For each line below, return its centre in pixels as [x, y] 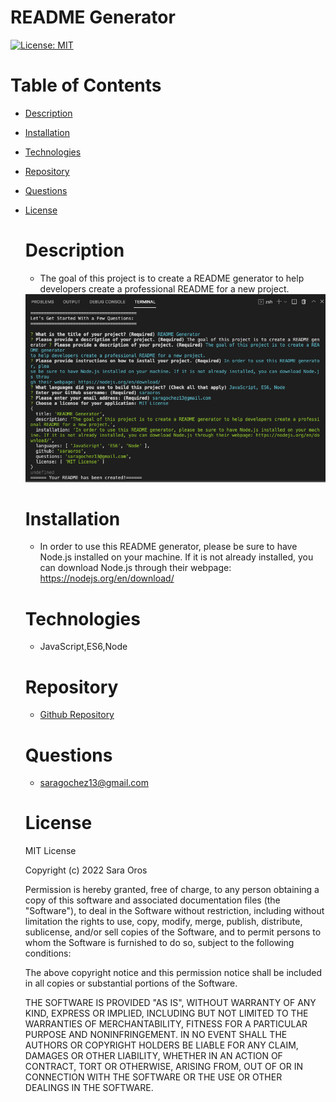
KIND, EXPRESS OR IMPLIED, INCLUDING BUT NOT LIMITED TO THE [166, 1013]
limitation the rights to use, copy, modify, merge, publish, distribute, [163, 922]
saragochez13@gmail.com [94, 783]
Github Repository [77, 715]
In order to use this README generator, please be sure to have [168, 547]
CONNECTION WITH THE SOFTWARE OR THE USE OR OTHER [153, 1077]
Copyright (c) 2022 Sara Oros [86, 870]
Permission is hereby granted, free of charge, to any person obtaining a [172, 890]
